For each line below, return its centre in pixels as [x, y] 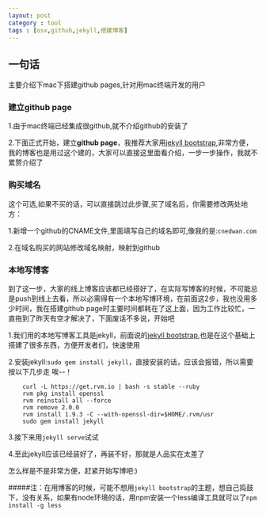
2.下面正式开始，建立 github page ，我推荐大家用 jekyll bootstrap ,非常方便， [131, 143]
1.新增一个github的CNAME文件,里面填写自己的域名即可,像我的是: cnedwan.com [133, 230]
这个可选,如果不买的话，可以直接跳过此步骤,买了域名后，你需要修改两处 [125, 203]
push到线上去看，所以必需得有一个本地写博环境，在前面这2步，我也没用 [133, 298]
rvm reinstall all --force [67, 401]
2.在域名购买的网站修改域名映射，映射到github [84, 247]
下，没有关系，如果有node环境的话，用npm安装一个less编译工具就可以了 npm [133, 498]
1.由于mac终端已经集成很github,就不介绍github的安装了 [98, 126]
